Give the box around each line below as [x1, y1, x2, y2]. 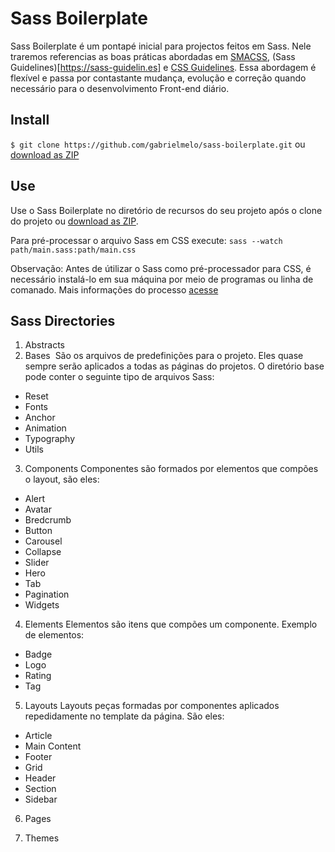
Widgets [24, 599, 60, 611]
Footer [24, 751, 53, 763]
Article [24, 730, 53, 742]
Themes [24, 832, 60, 844]
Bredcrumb [24, 514, 72, 526]
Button [24, 525, 53, 537]
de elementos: [24, 629, 85, 641]
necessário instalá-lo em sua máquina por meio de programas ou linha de [10, 273, 314, 285]
